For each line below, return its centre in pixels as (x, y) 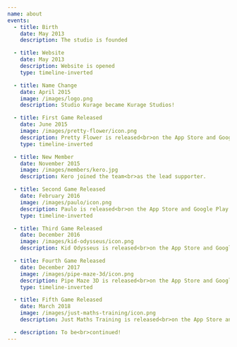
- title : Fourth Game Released (60, 261)
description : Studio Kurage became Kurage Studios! (97, 105)
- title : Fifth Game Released (58, 300)
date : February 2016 (50, 196)
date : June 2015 (44, 124)
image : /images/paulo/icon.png (66, 202)
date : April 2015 (45, 92)
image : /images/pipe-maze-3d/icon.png (77, 274)
